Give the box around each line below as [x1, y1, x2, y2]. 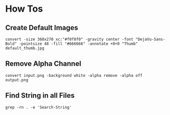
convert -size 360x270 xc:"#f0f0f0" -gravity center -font [5, 37, 134, 42]
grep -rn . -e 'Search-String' [5, 105, 72, 110]
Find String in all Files [5, 91, 75, 100]
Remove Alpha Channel [5, 60, 82, 68]
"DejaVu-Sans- [135, 37, 166, 42]
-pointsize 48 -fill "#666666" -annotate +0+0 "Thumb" [18, 41, 138, 46]
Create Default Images [5, 23, 78, 32]
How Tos [5, 3, 43, 15]
